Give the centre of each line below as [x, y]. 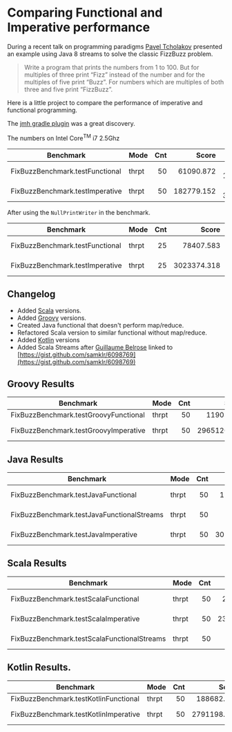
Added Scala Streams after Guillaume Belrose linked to [95, 348]
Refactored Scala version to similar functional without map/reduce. [112, 332]
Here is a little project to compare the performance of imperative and [105, 102]
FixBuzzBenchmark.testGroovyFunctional [78, 415]
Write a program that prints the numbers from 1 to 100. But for [112, 67]
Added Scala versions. [49, 311]
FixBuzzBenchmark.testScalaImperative [75, 619]
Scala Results [37, 564]
